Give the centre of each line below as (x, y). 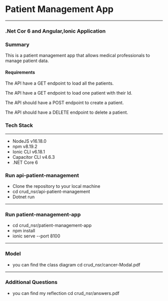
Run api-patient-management (42, 175)
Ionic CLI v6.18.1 (28, 152)
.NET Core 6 (25, 162)
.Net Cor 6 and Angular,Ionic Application (55, 31)
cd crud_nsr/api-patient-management (51, 191)
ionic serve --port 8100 (36, 236)
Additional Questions (31, 282)
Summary (17, 45)
